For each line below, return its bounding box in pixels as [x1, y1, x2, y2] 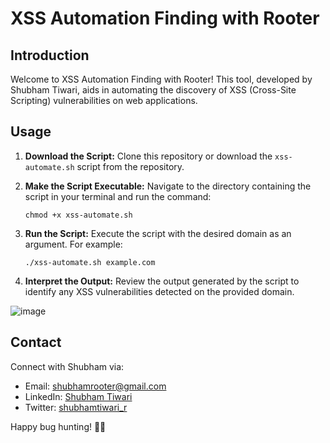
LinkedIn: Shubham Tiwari [24, 390, 133, 402]
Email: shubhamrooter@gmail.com [24, 380, 167, 392]
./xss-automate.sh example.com [24, 257, 156, 267]
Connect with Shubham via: [10, 360, 125, 372]
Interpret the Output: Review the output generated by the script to [24, 275, 300, 287]
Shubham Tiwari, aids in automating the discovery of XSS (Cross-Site [10, 84, 297, 96]
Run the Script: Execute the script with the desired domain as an [24, 227, 292, 239]
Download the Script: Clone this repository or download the [24, 150, 273, 162]
